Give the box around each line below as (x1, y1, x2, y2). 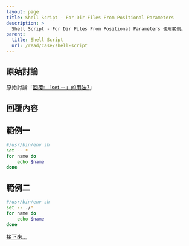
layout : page (6, 8, 39, 15)
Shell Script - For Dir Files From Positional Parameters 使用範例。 (11, 25, 186, 32)
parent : (6, 31, 26, 37)
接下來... (6, 233, 27, 241)
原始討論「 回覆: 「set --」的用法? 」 (6, 83, 95, 91)
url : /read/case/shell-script (11, 43, 88, 49)
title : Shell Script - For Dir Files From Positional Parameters (6, 15, 174, 21)
